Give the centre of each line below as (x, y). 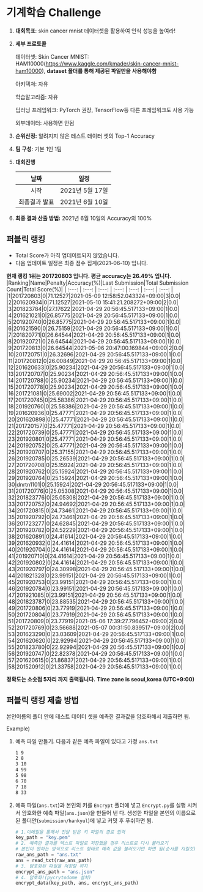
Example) (18, 729)
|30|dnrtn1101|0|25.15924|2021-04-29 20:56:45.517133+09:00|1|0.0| (92, 484)
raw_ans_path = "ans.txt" (48, 855)
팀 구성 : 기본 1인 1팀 (39, 149)
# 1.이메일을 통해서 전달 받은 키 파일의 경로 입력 (70, 832)
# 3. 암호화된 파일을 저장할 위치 (51, 866)
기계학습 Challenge (54, 13)
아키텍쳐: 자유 (32, 84)
